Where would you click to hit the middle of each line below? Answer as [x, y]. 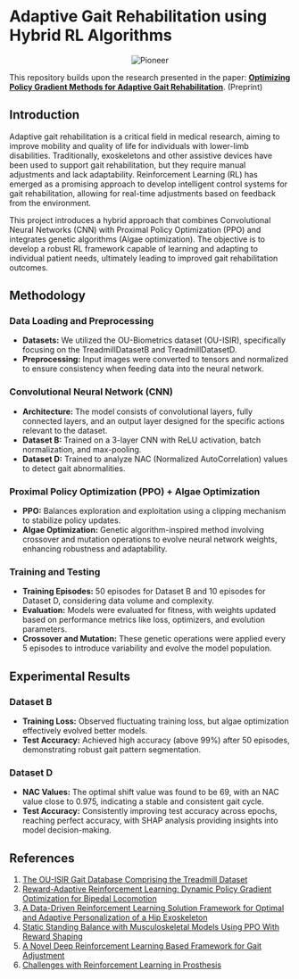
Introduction [45, 115]
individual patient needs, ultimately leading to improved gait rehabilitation [144, 258]
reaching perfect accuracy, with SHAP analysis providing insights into [150, 821]
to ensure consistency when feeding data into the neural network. [143, 369]
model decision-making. [66, 830]
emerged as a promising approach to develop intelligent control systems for [149, 184]
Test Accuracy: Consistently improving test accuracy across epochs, [150, 811]
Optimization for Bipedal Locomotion [90, 899]
